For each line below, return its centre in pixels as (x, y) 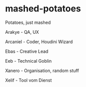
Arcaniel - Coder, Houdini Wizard (39, 42)
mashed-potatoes (43, 9)
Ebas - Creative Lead (27, 51)
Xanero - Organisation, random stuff (42, 71)
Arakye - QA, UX (22, 32)
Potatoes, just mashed (28, 22)
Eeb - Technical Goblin (29, 61)
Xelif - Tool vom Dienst (29, 80)
